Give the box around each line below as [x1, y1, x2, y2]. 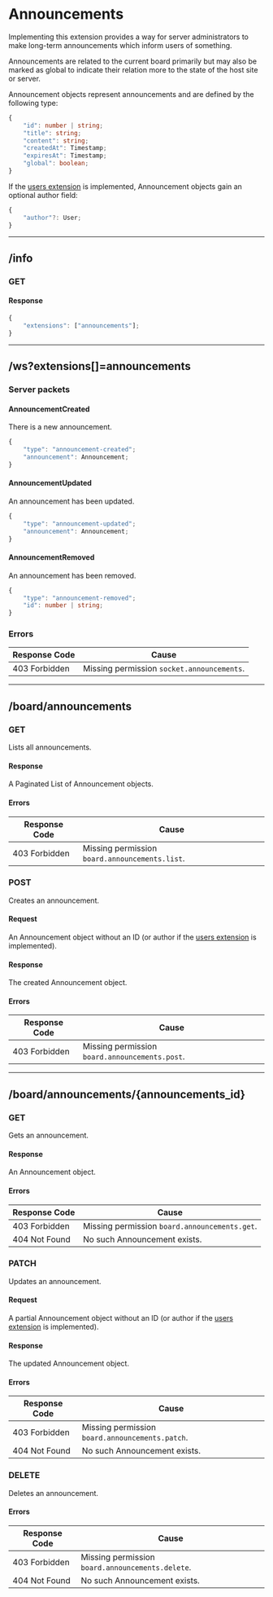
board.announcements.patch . [81, 1432, 188, 1443]
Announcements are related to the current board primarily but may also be [8, 56, 258, 66]
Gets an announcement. [8, 1130, 89, 1141]
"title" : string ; [23, 129, 82, 137]
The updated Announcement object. [8, 1358, 130, 1369]
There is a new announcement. [8, 422, 112, 432]
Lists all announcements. [8, 742, 92, 752]
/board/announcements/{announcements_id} [8, 1087, 246, 1101]
